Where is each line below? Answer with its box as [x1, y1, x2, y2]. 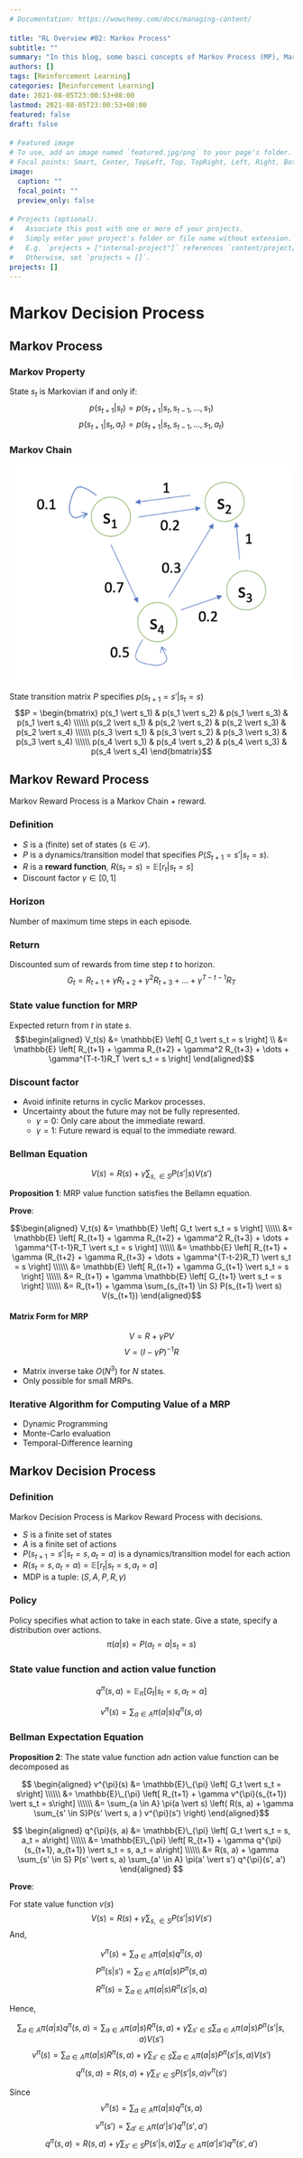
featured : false [9, 109, 70, 119]
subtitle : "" [9, 43, 59, 52]
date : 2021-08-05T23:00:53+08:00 [9, 90, 135, 99]
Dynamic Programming [22, 1418, 108, 1428]
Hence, [9, 2003, 37, 2013]
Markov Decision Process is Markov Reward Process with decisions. [9, 1511, 263, 1522]
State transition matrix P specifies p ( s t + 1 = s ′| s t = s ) [9, 691, 205, 704]
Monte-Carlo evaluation [22, 1428, 111, 1438]
